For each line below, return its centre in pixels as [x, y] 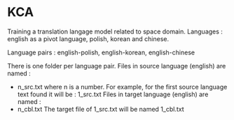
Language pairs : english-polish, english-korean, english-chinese [101, 52]
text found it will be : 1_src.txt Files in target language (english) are [113, 94]
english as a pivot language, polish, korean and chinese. [88, 38]
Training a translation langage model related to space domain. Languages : [115, 31]
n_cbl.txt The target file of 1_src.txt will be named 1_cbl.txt [101, 109]
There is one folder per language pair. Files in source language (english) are [117, 66]
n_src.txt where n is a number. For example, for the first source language [122, 87]
